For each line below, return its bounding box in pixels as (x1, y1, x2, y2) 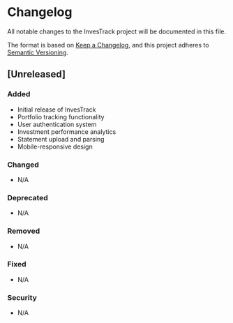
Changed (7, 160, 40, 170)
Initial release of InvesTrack (17, 105, 96, 114)
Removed (7, 226, 40, 236)
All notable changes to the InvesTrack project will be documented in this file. (7, 27, 227, 36)
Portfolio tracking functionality (17, 112, 105, 121)
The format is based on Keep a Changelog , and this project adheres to (7, 40, 209, 49)
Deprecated (7, 193, 49, 202)
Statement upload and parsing (17, 135, 105, 143)
